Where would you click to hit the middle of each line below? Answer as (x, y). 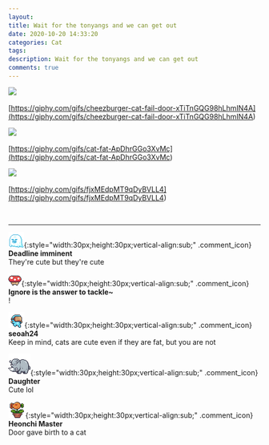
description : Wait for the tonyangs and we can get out (103, 59)
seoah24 (23, 334)
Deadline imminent (40, 253)
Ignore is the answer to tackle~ (61, 292)
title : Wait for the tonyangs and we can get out (93, 25)
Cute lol (21, 390)
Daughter (24, 381)
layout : (21, 17)
